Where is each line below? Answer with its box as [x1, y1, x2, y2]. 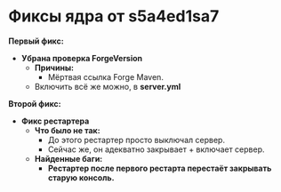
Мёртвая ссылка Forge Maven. [47, 71, 164, 82]
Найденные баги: [34, 153, 103, 164]
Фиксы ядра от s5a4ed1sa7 [8, 6, 220, 27]
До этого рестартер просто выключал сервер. [47, 134, 226, 145]
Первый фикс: [8, 36, 64, 46]
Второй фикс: [8, 98, 61, 108]
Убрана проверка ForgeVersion [20, 52, 143, 63]
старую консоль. [47, 172, 115, 183]
